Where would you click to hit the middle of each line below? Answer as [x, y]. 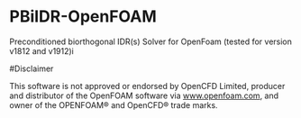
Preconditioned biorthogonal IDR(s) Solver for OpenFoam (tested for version [151, 41]
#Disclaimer [32, 68]
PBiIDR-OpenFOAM [83, 17]
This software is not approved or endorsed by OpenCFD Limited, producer [147, 86]
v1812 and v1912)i [42, 50]
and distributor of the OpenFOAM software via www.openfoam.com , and [144, 95]
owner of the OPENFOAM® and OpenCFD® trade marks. [114, 104]
